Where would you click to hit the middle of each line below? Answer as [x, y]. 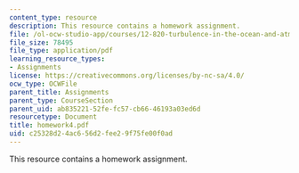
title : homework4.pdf [49, 126]
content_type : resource [53, 17]
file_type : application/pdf [61, 51]
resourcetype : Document [53, 117]
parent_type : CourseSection [61, 100]
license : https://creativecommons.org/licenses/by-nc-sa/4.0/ [127, 76]
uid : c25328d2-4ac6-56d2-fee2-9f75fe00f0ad [91, 134]
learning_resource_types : [57, 59]
